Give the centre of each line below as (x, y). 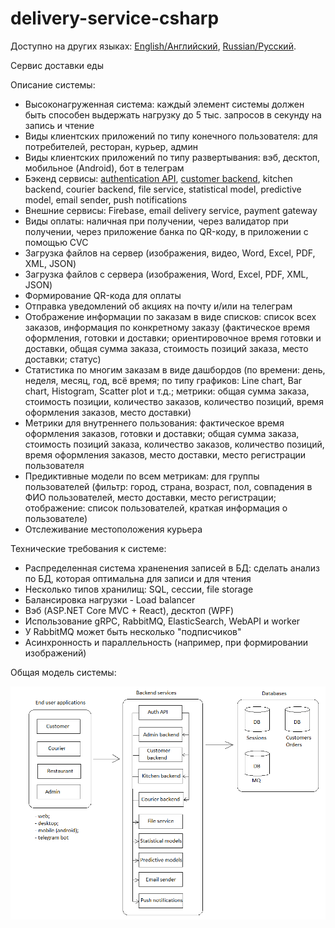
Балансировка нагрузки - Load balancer (110, 599)
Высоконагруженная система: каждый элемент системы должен (164, 104)
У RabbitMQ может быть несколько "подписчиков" (133, 631)
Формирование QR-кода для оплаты (103, 295)
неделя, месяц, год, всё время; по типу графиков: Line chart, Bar (163, 380)
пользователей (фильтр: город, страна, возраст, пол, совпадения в (168, 486)
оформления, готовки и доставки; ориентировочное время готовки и (173, 338)
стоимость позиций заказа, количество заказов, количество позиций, (174, 444)
